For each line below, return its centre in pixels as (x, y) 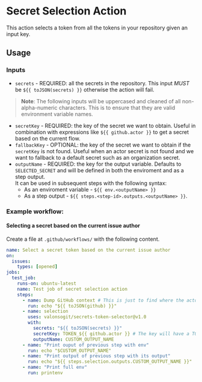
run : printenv (45, 373)
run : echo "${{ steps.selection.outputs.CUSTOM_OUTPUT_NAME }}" (110, 362)
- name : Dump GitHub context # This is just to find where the (103, 300)
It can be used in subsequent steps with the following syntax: (91, 183)
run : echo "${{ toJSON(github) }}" (72, 306)
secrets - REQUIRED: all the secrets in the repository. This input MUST (102, 83)
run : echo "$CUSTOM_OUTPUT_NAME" (70, 350)
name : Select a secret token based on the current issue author (88, 250)
